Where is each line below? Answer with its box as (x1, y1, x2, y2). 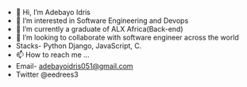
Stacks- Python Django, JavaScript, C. (15, 41, 142, 51)
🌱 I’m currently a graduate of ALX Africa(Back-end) (15, 25, 184, 33)
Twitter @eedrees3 (15, 70, 79, 79)
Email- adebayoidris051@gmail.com (15, 62, 133, 70)
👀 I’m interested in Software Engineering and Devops (15, 16, 189, 25)
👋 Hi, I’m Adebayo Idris (15, 8, 91, 17)
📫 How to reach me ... (15, 50, 90, 59)
